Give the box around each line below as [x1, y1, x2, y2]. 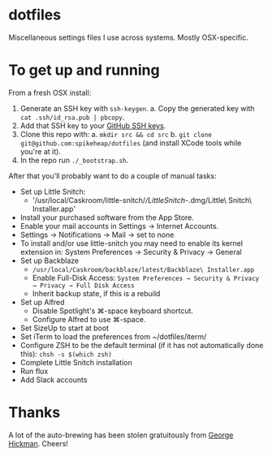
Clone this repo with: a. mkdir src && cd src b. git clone [19, 129, 213, 139]
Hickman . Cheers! [8, 438, 69, 448]
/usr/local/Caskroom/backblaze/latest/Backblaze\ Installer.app [32, 265, 255, 273]
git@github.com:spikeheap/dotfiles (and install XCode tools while [19, 138, 242, 148]
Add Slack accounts [19, 375, 88, 385]
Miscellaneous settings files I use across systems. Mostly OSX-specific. [8, 32, 249, 42]
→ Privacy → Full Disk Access [32, 282, 136, 290]
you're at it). [19, 146, 61, 156]
